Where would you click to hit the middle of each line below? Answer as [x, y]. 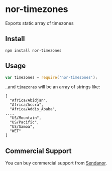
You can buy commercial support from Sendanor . [56, 163]
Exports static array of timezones [39, 23]
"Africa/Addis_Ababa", [33, 109]
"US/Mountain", [26, 118]
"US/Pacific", [24, 122]
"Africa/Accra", [27, 105]
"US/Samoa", [22, 127]
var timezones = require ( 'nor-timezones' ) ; [51, 77]
